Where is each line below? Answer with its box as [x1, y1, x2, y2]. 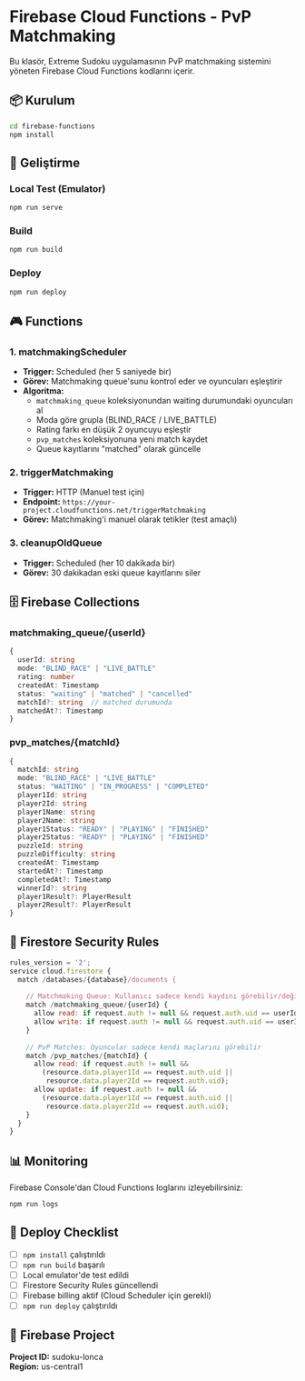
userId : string [17, 655, 75, 665]
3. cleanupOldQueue [9, 536, 103, 549]
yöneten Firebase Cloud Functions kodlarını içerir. [9, 65, 195, 76]
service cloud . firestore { [9, 966, 112, 976]
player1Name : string [17, 807, 95, 816]
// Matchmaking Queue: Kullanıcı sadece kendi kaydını [25, 992, 238, 1001]
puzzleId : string [17, 841, 84, 851]
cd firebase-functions [9, 121, 95, 131]
